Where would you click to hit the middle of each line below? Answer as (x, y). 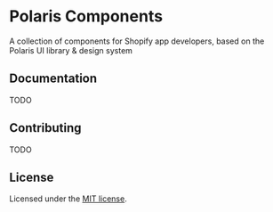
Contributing (45, 128)
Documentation (53, 79)
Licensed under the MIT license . (68, 199)
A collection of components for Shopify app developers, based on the (137, 41)
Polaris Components (86, 16)
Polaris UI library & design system (71, 50)
